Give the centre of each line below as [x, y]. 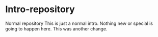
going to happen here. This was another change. [56, 28]
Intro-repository [40, 9]
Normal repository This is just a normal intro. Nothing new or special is [79, 23]
